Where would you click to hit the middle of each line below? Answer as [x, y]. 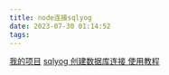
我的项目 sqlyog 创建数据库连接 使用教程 [84, 61]
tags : [19, 34]
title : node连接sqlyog [51, 18]
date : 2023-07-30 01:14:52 [60, 26]
